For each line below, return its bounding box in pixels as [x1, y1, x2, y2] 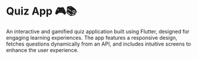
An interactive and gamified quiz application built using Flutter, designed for [6, 27, 190, 35]
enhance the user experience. [6, 46, 79, 53]
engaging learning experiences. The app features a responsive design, [6, 34, 178, 41]
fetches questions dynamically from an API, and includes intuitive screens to [6, 40, 191, 47]
